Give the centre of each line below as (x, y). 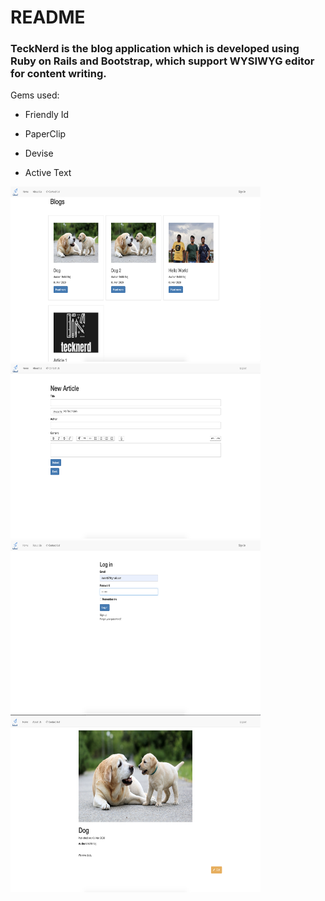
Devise (39, 153)
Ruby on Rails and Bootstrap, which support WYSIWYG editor (162, 61)
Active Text (48, 173)
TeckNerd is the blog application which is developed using (155, 49)
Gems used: (35, 95)
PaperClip (45, 134)
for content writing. (58, 74)
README (48, 17)
